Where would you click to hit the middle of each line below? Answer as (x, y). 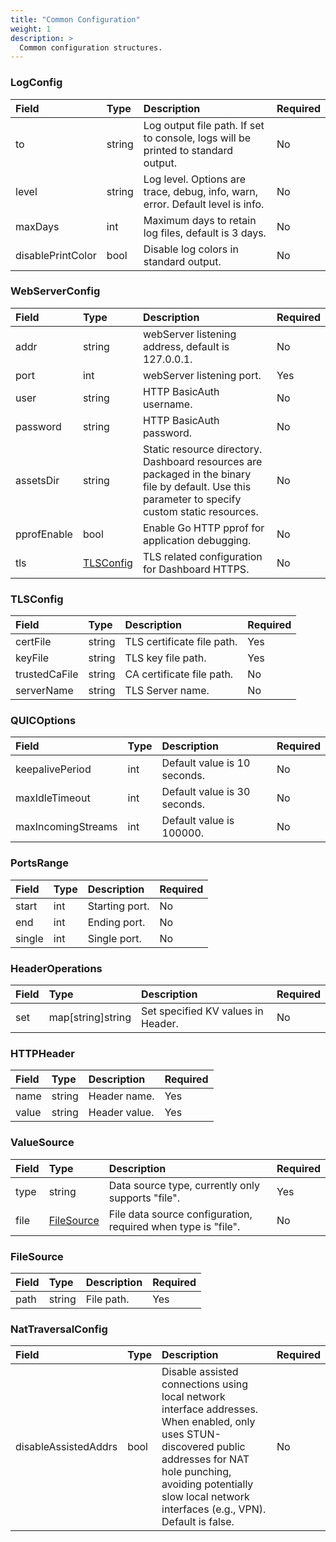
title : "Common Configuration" (75, 19)
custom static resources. (200, 511)
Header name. (121, 1096)
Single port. (114, 938)
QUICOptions (43, 721)
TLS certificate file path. (181, 642)
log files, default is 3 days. (205, 233)
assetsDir (37, 480)
